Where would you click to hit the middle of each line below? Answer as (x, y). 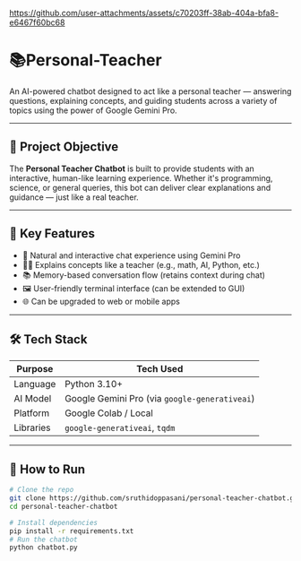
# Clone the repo (42, 490)
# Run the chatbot (43, 539)
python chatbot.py (43, 548)
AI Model (33, 399)
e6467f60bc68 (37, 22)
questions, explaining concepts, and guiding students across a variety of (143, 100)
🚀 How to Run (47, 469)
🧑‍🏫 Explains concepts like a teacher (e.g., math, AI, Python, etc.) (141, 264)
